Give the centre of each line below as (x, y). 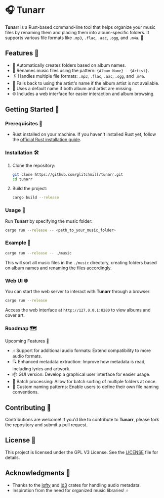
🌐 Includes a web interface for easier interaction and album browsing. (83, 94)
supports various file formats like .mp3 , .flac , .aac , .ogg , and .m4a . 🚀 (74, 38)
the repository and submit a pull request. (46, 425)
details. (13, 457)
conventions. (25, 392)
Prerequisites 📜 (24, 124)
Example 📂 (18, 243)
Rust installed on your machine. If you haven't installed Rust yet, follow (84, 134)
